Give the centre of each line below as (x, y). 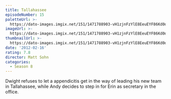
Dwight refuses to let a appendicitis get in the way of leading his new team (83, 81)
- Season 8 (21, 67)
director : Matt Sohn (27, 57)
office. (12, 92)
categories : (18, 62)
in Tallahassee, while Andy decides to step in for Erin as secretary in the (81, 86)
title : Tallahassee (26, 10)
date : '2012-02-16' (26, 48)
